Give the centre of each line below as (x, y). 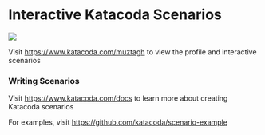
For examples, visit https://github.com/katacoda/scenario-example (118, 122)
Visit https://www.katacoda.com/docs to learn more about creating (118, 98)
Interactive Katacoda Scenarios (115, 15)
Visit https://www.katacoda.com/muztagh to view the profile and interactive (132, 52)
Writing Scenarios (44, 81)
